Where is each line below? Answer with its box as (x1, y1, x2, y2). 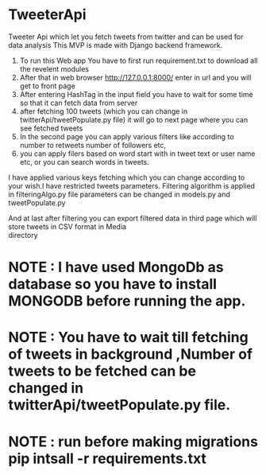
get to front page (19, 81, 75, 91)
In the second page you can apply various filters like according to (19, 131, 234, 141)
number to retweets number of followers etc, (19, 140, 167, 150)
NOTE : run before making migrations (8, 432, 258, 450)
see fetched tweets (19, 123, 83, 133)
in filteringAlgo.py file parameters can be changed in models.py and (8, 189, 230, 199)
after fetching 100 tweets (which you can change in (19, 106, 188, 116)
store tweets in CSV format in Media (8, 221, 127, 232)
